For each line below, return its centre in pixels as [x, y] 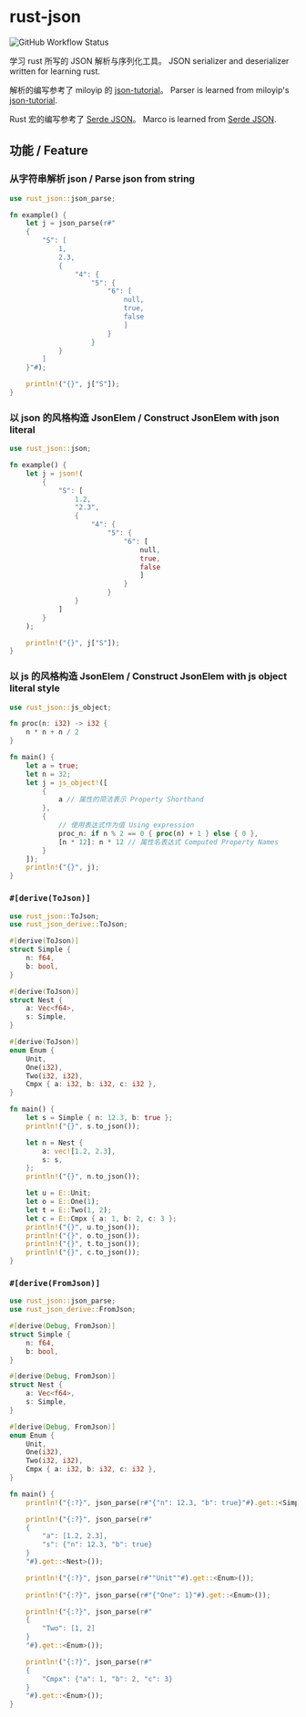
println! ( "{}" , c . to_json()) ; [83, 1252]
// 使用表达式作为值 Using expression [126, 825]
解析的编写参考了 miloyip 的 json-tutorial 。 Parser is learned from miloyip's [149, 89]
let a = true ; [52, 765]
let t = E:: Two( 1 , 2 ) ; [69, 1210]
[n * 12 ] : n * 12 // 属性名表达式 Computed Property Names [168, 842]
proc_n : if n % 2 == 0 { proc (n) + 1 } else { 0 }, [158, 833]
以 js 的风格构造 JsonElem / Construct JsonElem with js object [148, 676]
